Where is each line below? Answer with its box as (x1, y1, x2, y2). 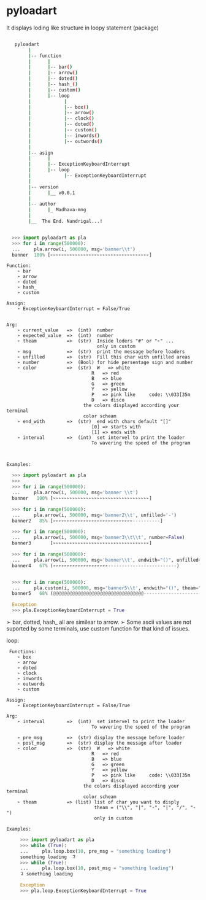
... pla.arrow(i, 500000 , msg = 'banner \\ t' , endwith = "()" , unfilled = (12, 557, 202, 563)
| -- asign (28, 150, 53, 156)
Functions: (9, 649, 37, 655)
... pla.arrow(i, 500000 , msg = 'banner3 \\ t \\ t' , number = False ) (12, 535, 185, 541)
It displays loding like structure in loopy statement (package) (6, 24, 159, 31)
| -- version (28, 184, 59, 190)
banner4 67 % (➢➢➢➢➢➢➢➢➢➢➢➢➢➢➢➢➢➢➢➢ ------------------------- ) (12, 562, 180, 568)
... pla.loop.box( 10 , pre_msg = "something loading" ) (20, 848, 172, 854)
